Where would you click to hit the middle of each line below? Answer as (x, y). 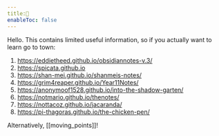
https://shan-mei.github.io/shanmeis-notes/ (79, 75)
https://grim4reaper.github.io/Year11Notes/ (78, 82)
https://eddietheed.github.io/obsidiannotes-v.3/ (85, 60)
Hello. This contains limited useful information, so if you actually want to (109, 39)
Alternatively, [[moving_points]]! (53, 125)
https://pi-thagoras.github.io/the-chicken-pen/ (83, 112)
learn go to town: (31, 47)
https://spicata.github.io (51, 68)
